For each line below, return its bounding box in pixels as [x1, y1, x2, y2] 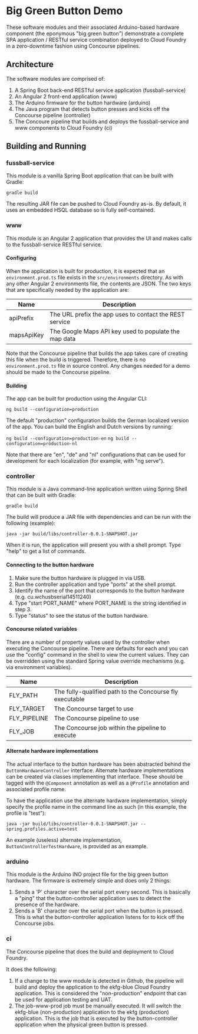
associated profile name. [6, 786, 67, 793]
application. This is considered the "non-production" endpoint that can [14, 989, 187, 997]
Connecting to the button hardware [6, 561, 94, 568]
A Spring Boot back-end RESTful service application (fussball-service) [14, 87, 186, 94]
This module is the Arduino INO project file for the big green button [6, 871, 169, 878]
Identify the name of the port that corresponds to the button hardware [14, 587, 184, 594]
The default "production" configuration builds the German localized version [6, 417, 189, 424]
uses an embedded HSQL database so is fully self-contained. [6, 206, 155, 213]
